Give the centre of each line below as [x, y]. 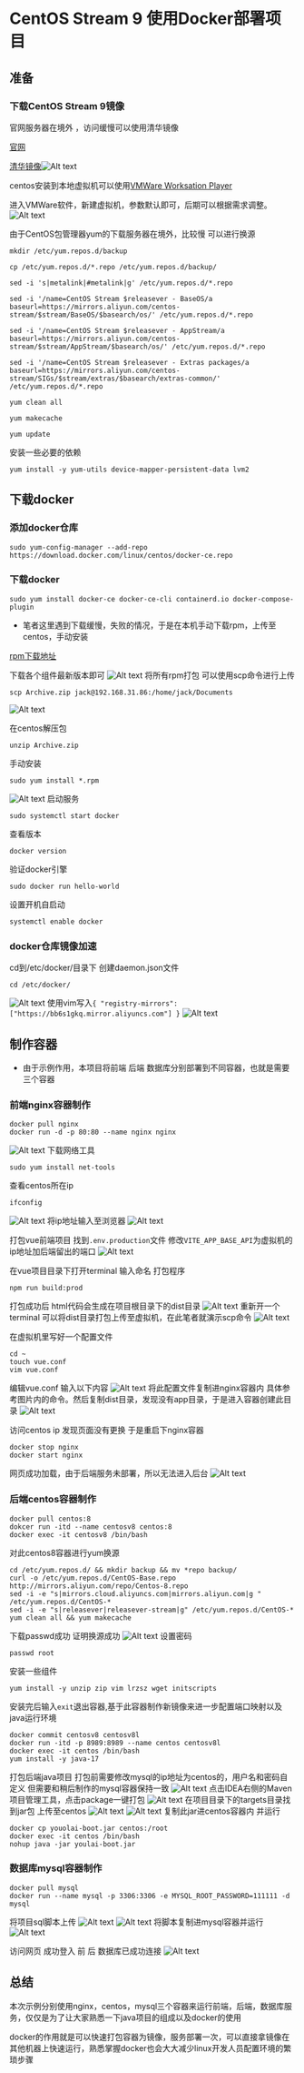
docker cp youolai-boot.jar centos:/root [89, 1828]
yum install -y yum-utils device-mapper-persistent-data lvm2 [129, 470]
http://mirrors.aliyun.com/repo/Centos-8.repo [99, 1586]
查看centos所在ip [42, 1186]
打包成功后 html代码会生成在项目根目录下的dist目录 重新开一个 [145, 1306]
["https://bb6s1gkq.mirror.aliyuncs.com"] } [95, 1014]
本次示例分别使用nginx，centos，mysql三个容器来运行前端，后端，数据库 [147, 2006]
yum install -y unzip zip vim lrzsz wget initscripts [113, 1688]
